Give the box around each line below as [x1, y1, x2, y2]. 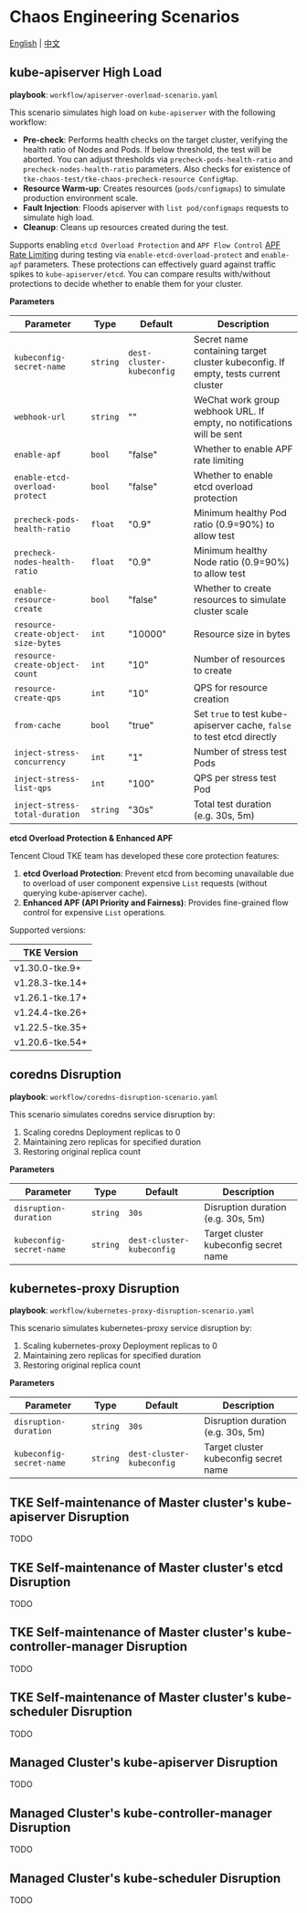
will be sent [193, 428, 243, 440]
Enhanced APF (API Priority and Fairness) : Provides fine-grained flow [22, 897, 290, 908]
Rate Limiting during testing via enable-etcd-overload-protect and [9, 248, 259, 259]
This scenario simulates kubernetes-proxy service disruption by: [9, 1323, 253, 1334]
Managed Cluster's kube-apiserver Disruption [9, 1755, 279, 1770]
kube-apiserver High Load [9, 65, 163, 80]
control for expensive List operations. [22, 906, 167, 917]
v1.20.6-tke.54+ [14, 1035, 88, 1048]
